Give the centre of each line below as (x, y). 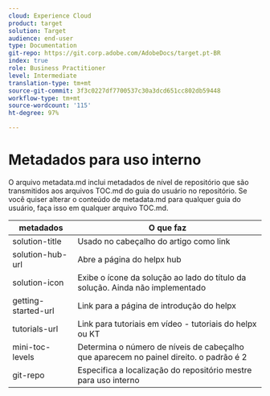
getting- (29, 300)
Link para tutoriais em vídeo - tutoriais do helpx (167, 324)
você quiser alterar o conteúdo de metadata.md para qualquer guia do (125, 199)
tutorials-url (35, 328)
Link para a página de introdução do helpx (157, 305)
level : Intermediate (43, 76)
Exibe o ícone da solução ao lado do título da (162, 277)
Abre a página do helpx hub (130, 259)
